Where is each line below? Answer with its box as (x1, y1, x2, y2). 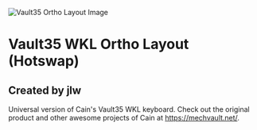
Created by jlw (8, 83, 82, 97)
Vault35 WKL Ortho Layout (8, 36, 189, 53)
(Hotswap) (8, 52, 80, 71)
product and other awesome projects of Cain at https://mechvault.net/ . (8, 113, 240, 122)
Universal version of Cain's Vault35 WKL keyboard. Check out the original (8, 105, 250, 114)
